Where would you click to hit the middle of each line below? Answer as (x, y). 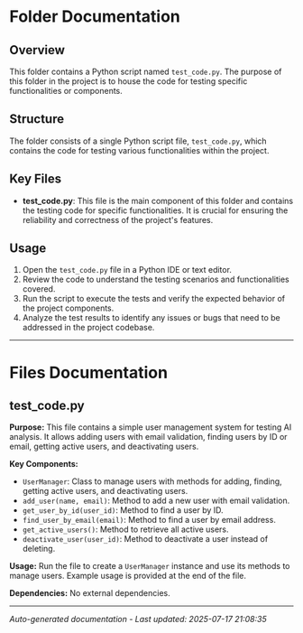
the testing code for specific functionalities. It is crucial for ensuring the (155, 210)
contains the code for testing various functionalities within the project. (139, 150)
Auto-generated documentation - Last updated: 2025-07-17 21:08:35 (138, 619)
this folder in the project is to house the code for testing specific (129, 81)
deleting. (39, 549)
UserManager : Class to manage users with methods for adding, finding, (152, 481)
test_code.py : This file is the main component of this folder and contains (158, 200)
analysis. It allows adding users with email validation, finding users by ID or (148, 437)
